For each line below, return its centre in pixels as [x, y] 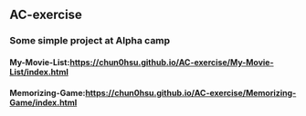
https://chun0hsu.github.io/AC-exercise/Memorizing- [191, 92]
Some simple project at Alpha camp [90, 41]
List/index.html [39, 72]
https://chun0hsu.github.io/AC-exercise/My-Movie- [172, 62]
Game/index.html [43, 102]
